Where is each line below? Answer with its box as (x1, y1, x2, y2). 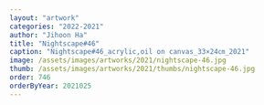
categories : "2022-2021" (9, 22, 104, 31)
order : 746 (9, 73, 51, 82)
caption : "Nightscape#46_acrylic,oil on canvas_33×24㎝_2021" (9, 47, 249, 57)
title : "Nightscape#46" (9, 38, 100, 48)
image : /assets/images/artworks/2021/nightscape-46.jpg (9, 56, 227, 65)
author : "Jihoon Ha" (9, 30, 89, 39)
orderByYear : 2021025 (9, 81, 92, 90)
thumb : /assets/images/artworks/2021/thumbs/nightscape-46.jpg (9, 65, 256, 74)
